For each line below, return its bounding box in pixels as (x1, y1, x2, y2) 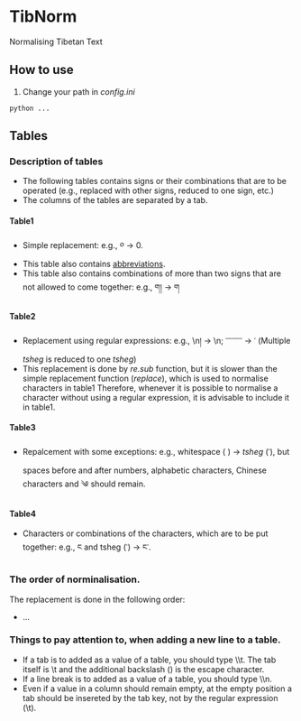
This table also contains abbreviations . (22, 258, 166, 269)
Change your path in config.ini (22, 86, 135, 97)
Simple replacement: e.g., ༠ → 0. (22, 239, 144, 250)
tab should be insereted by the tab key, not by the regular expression (22, 692, 278, 703)
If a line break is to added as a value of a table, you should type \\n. (22, 673, 273, 684)
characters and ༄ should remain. (22, 478, 146, 489)
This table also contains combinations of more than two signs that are (22, 268, 282, 279)
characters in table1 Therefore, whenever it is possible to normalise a (22, 382, 278, 393)
